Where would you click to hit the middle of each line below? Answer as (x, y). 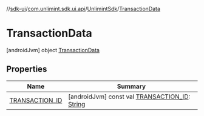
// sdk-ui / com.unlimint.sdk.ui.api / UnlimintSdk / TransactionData (83, 9)
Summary (131, 86)
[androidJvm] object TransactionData (53, 50)
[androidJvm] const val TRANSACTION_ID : (129, 97)
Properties (27, 69)
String (76, 104)
